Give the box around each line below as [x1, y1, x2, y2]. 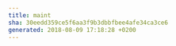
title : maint [8, 11, 52, 19]
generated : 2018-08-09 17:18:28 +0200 [8, 26, 136, 34]
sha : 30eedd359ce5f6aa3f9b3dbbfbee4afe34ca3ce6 [8, 19, 169, 27]
